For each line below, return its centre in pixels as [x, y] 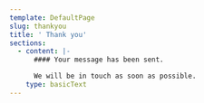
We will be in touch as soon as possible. [115, 76]
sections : [28, 43]
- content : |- [44, 51]
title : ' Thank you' [49, 34]
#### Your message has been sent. [99, 60]
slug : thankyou [38, 26]
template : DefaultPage [52, 18]
